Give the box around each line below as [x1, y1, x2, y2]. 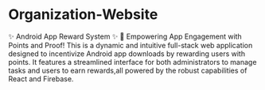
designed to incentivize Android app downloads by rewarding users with [8, 49, 245, 58]
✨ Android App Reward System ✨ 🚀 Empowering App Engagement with [8, 32, 243, 41]
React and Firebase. [8, 73, 74, 84]
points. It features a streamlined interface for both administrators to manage [8, 57, 257, 66]
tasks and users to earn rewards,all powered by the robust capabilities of [8, 66, 247, 75]
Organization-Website [8, 6, 158, 24]
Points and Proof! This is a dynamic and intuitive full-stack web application [8, 40, 253, 50]
